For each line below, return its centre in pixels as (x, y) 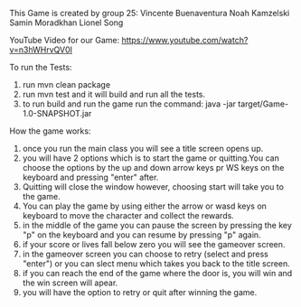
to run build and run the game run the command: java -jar (129, 104)
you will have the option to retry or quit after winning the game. (140, 292)
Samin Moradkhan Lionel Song (66, 23)
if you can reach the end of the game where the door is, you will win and (157, 273)
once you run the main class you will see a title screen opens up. (143, 149)
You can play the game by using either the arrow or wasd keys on (144, 206)
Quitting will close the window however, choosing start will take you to (153, 187)
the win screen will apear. (70, 283)
